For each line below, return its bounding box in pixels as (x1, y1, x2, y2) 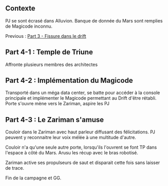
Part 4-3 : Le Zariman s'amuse (5, 115, 104, 124)
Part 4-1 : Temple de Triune (5, 48, 93, 57)
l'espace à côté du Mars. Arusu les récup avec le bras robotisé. (5, 150, 138, 156)
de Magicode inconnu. (5, 23, 53, 29)
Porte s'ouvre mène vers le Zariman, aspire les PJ (5, 101, 110, 107)
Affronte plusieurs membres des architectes (5, 61, 98, 67)
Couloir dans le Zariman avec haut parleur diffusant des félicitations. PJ (5, 129, 156, 135)
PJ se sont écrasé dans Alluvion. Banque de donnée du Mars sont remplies (5, 17, 163, 24)
